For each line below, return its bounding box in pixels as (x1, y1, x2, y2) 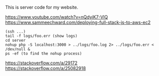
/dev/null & (5, 47, 30, 52)
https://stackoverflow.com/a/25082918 (5, 65, 86, 71)
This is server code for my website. (5, 5, 78, 10)
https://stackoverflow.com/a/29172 (5, 60, 78, 66)
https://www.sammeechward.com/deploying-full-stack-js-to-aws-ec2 (5, 20, 151, 25)
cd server (5, 38, 26, 43)
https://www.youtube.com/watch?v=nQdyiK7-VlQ (5, 14, 108, 20)
